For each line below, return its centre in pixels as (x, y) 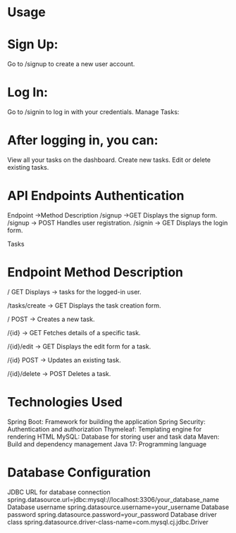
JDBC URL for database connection (59, 492)
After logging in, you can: (83, 140)
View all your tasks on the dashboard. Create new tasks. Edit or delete (109, 160)
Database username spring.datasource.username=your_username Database (118, 507)
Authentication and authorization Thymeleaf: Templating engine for (105, 429)
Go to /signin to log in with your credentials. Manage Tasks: (93, 112)
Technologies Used (65, 402)
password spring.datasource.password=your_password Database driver (112, 514)
